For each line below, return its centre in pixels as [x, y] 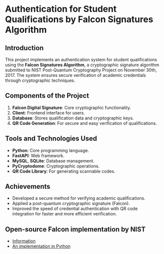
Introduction [24, 48]
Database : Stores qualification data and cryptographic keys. [73, 118]
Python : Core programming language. [50, 150]
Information [24, 241]
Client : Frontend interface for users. [48, 113]
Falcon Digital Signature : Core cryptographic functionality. [71, 107]
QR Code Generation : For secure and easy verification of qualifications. [84, 123]
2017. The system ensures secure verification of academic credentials [75, 75]
